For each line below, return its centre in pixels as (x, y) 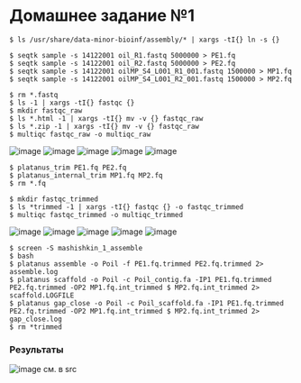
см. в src (60, 369)
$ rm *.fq (28, 183)
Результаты (36, 350)
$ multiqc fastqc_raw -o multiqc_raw (80, 134)
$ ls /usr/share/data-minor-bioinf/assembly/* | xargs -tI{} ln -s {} (145, 40)
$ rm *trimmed (36, 327)
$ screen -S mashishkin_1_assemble (76, 248)
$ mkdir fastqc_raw (46, 110)
